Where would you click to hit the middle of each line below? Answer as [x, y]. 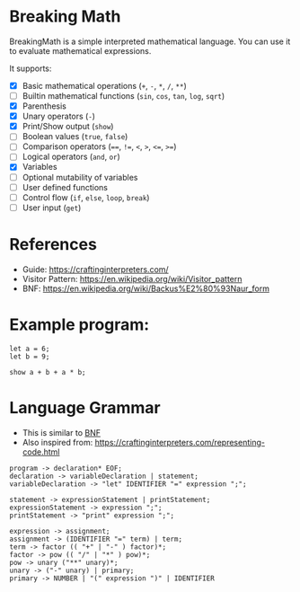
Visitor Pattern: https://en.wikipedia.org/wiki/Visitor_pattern [132, 278]
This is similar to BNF [62, 432]
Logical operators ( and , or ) [71, 157]
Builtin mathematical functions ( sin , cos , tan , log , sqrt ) [124, 96]
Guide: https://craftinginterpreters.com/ [95, 269]
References [53, 244]
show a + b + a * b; [48, 372]
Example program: [79, 324]
